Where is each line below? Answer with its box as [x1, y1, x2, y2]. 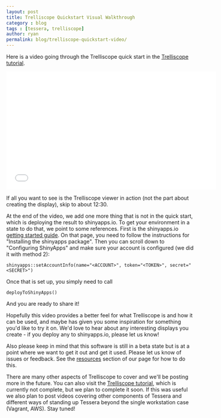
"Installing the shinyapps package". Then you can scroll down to [6, 238, 165, 245]
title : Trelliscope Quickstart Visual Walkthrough [6, 14, 135, 20]
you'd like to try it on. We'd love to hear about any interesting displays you [6, 324, 189, 332]
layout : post [6, 8, 39, 15]
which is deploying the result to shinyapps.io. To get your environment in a [6, 219, 190, 225]
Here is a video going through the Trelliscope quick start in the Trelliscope [6, 53, 189, 60]
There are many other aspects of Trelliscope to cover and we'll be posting [6, 373, 189, 380]
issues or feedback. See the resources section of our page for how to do [6, 355, 186, 362]
